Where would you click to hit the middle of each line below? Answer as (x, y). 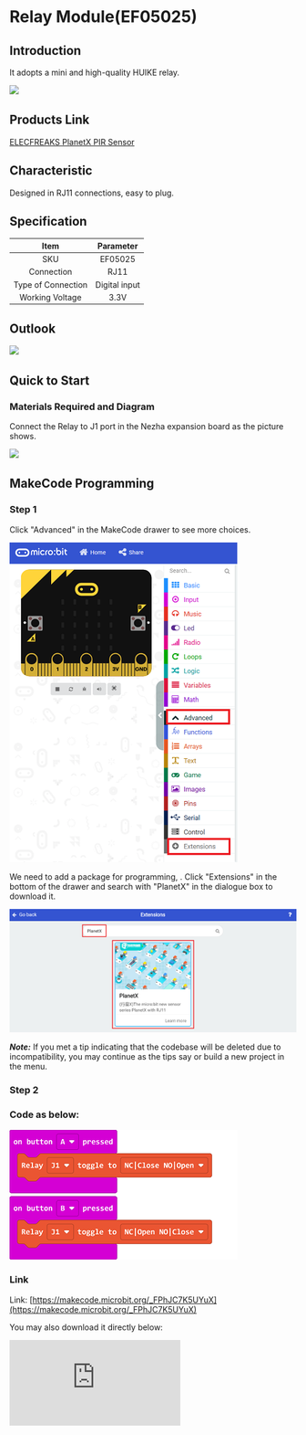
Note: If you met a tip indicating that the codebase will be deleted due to (145, 1047)
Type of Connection (51, 284)
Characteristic (51, 171)
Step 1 (23, 510)
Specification (48, 222)
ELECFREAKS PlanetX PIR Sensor (72, 142)
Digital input (118, 284)
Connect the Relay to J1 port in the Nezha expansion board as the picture (147, 426)
